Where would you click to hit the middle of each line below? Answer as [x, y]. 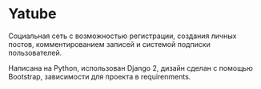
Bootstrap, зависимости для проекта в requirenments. [100, 76]
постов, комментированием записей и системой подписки [109, 44]
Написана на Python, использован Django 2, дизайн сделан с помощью [131, 68]
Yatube [32, 14]
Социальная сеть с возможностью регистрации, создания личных [122, 36]
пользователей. [35, 52]
